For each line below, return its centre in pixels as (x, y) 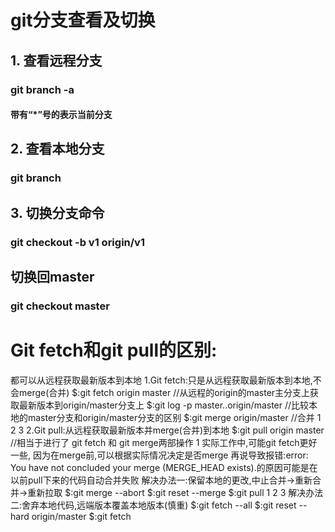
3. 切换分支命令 (57, 212)
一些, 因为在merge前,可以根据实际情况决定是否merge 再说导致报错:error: (159, 455)
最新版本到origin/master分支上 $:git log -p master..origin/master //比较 (164, 405)
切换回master (52, 277)
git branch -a (42, 89)
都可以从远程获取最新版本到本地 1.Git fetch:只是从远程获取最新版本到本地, (161, 380)
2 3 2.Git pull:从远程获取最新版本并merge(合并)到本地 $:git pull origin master (167, 430)
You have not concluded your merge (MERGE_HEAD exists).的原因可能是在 (164, 467)
